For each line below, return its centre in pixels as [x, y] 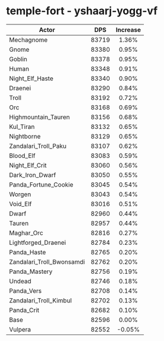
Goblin [18, 59]
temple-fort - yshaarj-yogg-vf [82, 11]
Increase [128, 30]
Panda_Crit [24, 310]
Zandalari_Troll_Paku [38, 146]
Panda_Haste [28, 252]
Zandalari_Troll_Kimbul [41, 300]
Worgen [20, 194]
